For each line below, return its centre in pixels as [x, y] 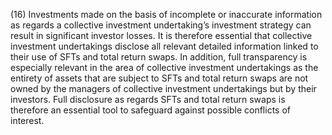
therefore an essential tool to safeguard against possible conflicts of [150, 110]
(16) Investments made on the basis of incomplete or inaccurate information [166, 14]
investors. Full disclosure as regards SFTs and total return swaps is [148, 99]
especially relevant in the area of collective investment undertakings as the [164, 67]
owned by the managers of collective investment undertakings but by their [163, 88]
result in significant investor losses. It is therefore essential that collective [161, 35]
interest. [27, 120]
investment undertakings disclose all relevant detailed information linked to [164, 46]
